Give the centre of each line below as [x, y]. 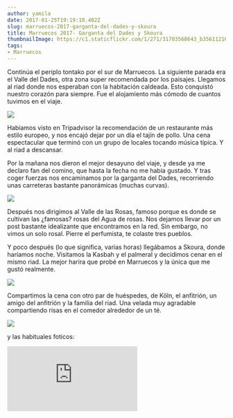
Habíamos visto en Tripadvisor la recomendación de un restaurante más [110, 127]
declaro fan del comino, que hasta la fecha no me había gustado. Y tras [109, 170]
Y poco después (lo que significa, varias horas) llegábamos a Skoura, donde [116, 247]
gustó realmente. [31, 269]
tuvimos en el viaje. [35, 101]
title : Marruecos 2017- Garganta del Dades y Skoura [85, 33]
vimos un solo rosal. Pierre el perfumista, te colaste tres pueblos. [100, 233]
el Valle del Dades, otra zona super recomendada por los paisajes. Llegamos [116, 79]
